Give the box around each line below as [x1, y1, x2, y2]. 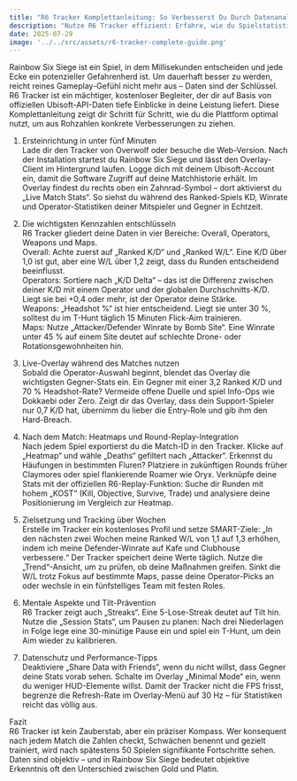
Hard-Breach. [21, 414, 72, 425]
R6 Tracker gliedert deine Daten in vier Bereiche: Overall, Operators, [21, 228, 271, 239]
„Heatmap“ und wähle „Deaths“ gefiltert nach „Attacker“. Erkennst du [21, 451, 273, 461]
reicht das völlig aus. [21, 700, 98, 710]
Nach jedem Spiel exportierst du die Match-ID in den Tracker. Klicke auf [21, 441, 284, 452]
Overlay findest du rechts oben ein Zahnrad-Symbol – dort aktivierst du [21, 182, 282, 193]
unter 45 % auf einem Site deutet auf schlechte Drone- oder [21, 331, 241, 342]
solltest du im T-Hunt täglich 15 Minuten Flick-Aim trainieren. [21, 313, 242, 323]
